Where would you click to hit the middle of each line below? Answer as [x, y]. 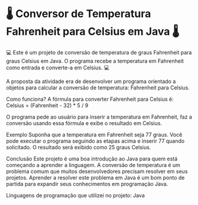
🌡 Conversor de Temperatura [79, 14]
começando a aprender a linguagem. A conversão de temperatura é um [93, 165]
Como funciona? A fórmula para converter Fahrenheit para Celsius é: [90, 99]
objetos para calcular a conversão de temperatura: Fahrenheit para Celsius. [98, 87]
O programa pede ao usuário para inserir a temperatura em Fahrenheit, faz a [99, 117]
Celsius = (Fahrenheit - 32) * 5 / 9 [47, 105]
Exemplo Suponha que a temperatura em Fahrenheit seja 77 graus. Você [94, 134]
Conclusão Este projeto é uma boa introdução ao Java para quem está [92, 158]
